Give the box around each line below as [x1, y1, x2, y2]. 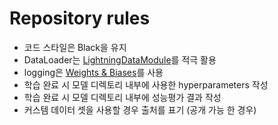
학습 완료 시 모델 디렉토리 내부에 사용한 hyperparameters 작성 [23, 78, 269, 91]
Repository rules [9, 7, 151, 30]
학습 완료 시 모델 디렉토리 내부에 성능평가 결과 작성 [23, 91, 222, 103]
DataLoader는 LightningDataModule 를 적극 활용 [23, 53, 217, 66]
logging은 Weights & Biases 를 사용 [23, 66, 164, 78]
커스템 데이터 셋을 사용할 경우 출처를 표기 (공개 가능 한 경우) [23, 103, 257, 116]
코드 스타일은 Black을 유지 [23, 41, 127, 53]
